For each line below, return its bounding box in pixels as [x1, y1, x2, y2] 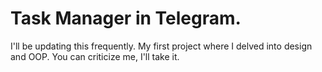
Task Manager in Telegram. [10, 7, 242, 30]
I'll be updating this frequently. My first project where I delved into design [10, 40, 313, 52]
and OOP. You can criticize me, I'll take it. [10, 50, 180, 62]
